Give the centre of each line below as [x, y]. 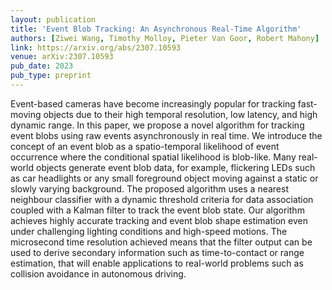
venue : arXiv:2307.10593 [62, 57]
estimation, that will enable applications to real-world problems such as [157, 263]
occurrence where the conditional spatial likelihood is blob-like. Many [153, 157]
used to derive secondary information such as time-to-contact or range [157, 252]
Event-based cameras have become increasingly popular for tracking [153, 103]
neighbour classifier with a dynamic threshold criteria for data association [162, 199]
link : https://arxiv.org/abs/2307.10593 [96, 47]
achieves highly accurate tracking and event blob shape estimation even [159, 220]
